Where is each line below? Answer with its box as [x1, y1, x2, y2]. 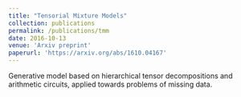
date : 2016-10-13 [8, 34, 67, 42]
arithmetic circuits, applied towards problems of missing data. [8, 79, 213, 89]
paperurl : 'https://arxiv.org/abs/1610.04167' [8, 49, 167, 57]
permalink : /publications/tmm [8, 26, 110, 34]
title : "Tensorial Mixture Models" [8, 11, 128, 20]
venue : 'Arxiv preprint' [8, 42, 92, 50]
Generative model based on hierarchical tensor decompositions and [8, 71, 233, 80]
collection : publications [8, 19, 95, 27]
